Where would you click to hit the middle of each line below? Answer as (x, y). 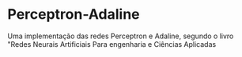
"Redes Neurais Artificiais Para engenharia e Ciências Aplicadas (112, 44)
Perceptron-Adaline (74, 14)
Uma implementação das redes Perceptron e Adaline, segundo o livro (121, 36)
